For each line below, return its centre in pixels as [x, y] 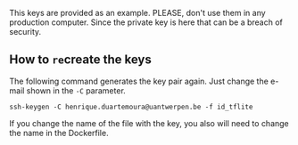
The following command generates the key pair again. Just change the [139, 81]
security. [25, 32]
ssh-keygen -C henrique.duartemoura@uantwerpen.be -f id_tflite [131, 107]
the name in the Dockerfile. [59, 133]
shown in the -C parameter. [76, 90]
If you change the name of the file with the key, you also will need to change [149, 123]
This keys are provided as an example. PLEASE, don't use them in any [137, 13]
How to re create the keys [80, 60]
